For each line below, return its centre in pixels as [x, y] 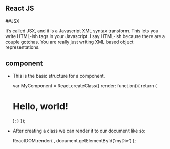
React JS [20, 8]
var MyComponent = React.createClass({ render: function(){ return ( [85, 86]
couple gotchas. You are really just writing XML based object [69, 42]
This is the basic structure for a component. [59, 76]
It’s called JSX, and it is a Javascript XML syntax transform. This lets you [82, 31]
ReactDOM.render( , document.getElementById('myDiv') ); [74, 140]
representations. [23, 47]
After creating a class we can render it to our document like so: [79, 131]
